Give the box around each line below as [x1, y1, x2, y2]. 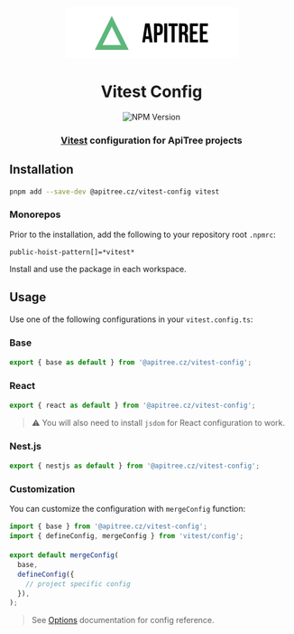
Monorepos [9, 208, 61, 221]
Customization [9, 483, 76, 496]
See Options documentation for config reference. [31, 615, 215, 626]
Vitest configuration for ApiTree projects [60, 134, 243, 147]
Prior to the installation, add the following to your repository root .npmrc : [9, 229, 277, 240]
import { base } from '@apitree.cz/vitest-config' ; [9, 522, 207, 531]
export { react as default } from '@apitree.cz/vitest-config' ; [9, 401, 256, 411]
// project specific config [25, 579, 131, 589]
